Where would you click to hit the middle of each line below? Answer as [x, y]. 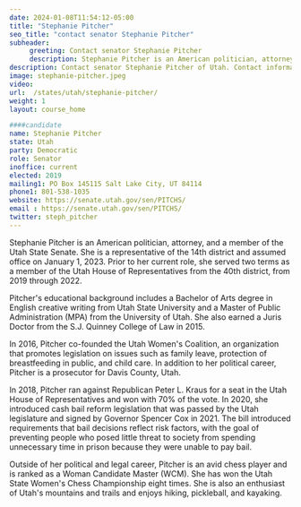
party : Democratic [43, 150]
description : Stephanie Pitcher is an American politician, [143, 59]
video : [21, 84]
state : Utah [31, 142]
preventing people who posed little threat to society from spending [133, 437]
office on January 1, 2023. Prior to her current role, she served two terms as [150, 262]
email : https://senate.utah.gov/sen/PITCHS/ [95, 209]
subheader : [30, 43]
